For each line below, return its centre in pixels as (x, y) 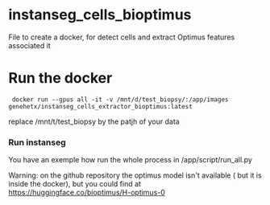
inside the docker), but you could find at (75, 184)
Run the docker (60, 78)
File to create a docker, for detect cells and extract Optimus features (122, 37)
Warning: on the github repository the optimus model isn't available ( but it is (135, 175)
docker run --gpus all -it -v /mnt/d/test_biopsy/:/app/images (120, 99)
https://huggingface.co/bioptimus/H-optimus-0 (87, 193)
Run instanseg (37, 142)
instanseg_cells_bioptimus (100, 15)
